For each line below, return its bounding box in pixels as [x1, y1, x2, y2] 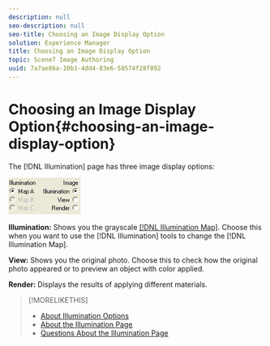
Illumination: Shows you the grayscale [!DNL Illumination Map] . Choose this [8, 222, 262, 232]
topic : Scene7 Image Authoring [8, 56, 114, 64]
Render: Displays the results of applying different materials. [8, 280, 208, 289]
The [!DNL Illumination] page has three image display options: [8, 161, 215, 171]
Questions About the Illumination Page [40, 328, 169, 338]
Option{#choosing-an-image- [8, 117, 215, 136]
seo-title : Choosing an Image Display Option [8, 30, 165, 38]
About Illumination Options [40, 310, 130, 320]
